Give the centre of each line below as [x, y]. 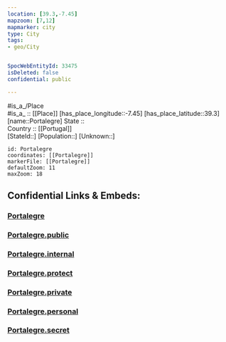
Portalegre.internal [41, 254]
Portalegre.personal [43, 311]
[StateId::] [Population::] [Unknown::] [61, 136]
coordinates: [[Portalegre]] [50, 155]
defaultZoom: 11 [31, 168]
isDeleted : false [33, 73]
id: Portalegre [30, 149]
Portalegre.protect [40, 273]
